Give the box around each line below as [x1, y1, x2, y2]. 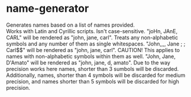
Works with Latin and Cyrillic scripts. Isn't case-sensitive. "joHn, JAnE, [6, 27, 178, 34]
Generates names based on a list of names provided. [6, 21, 135, 28]
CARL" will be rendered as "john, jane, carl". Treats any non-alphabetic [6, 34, 179, 41]
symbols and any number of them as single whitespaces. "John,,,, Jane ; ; [6, 40, 186, 47]
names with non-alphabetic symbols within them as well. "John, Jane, [6, 53, 176, 60]
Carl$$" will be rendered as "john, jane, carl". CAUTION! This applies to [6, 46, 180, 53]
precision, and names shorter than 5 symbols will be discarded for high [6, 77, 179, 85]
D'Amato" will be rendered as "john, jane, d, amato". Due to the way [6, 59, 170, 66]
